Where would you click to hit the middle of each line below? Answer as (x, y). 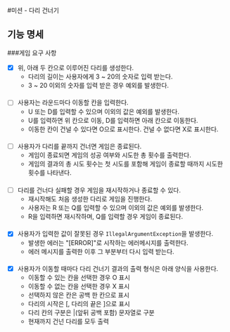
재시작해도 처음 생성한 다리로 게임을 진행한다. (90, 199)
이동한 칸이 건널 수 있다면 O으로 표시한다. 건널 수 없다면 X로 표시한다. (123, 129)
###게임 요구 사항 (32, 53)
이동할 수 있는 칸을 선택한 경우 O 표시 (79, 278)
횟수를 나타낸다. (50, 173)
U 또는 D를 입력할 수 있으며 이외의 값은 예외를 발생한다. (103, 112)
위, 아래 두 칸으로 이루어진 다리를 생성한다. (76, 67)
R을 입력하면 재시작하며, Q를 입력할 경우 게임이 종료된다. (106, 216)
